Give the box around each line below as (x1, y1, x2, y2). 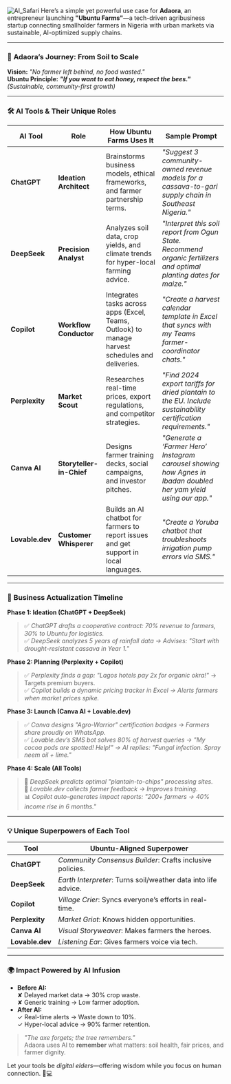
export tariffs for (162, 379, 215, 388)
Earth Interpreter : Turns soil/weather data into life (58, 875, 217, 885)
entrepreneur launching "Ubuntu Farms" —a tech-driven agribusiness (7, 14, 206, 22)
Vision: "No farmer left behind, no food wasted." (7, 67, 145, 76)
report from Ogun (162, 227, 219, 237)
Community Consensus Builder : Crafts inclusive (58, 855, 212, 865)
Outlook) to (105, 324, 142, 334)
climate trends (105, 249, 153, 258)
